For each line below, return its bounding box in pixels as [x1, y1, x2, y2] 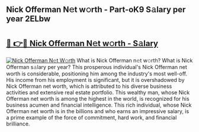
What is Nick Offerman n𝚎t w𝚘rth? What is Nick [76, 57, 193, 64]
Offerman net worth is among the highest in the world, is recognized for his [6, 95, 190, 102]
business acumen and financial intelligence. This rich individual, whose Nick [6, 101, 192, 108]
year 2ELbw [6, 14, 51, 24]
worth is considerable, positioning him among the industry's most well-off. [6, 70, 188, 77]
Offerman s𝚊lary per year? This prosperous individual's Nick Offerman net [6, 64, 188, 70]
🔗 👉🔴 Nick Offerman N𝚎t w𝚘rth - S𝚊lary [6, 38, 159, 48]
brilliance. [6, 120, 30, 127]
